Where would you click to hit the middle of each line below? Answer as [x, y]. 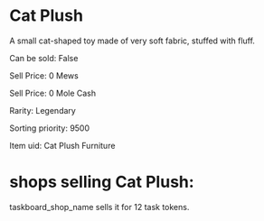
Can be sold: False [44, 58]
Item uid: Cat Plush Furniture [62, 145]
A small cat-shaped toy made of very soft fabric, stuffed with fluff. [132, 41]
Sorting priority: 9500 [50, 128]
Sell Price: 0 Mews [44, 75]
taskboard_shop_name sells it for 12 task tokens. [99, 207]
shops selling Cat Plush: [102, 182]
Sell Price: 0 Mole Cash [53, 93]
